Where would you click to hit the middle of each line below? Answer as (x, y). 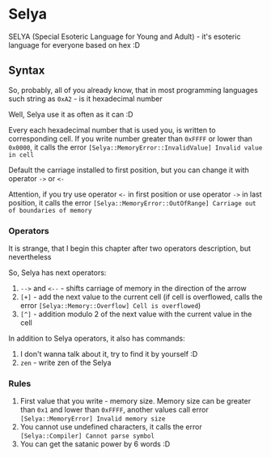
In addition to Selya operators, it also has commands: (97, 339)
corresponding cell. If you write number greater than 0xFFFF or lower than (131, 138)
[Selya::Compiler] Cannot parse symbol (87, 436)
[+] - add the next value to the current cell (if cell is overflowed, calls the (141, 297)
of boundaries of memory (50, 210)
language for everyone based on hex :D (74, 44)
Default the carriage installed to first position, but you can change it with (129, 170)
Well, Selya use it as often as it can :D (71, 114)
